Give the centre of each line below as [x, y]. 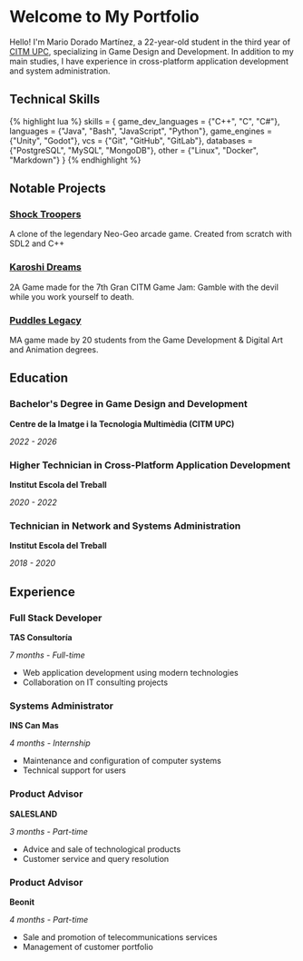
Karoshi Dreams [45, 267]
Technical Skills [55, 99]
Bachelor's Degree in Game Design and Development [128, 404]
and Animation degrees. [54, 350]
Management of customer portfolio [88, 946]
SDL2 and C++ [37, 243]
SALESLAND [34, 814]
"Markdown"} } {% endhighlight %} [75, 160]
